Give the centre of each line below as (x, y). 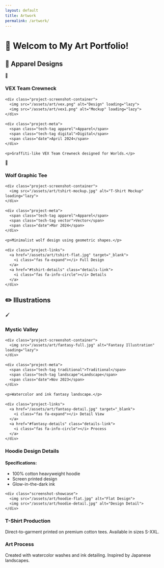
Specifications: (21, 463)
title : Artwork (21, 16)
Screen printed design (35, 479)
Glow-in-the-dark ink (34, 484)
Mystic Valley (22, 329)
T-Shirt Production (28, 521)
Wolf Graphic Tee (26, 175)
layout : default (22, 10)
